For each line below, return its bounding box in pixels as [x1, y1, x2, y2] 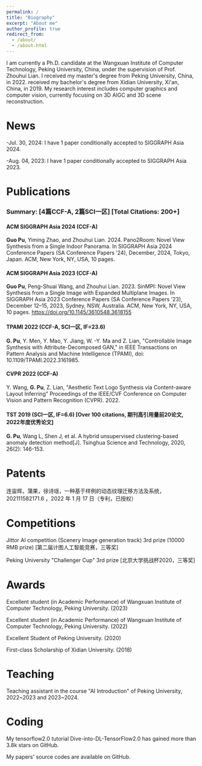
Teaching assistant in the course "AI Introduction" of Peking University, [6, 687, 183, 695]
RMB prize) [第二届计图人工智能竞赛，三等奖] [6, 543, 119, 551]
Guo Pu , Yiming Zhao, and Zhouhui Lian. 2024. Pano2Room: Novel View [6, 237, 185, 244]
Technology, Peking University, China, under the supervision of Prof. [6, 65, 176, 73]
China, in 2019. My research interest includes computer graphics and [6, 85, 178, 92]
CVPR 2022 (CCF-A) [6, 370, 58, 378]
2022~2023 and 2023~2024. [6, 693, 80, 701]
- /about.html [11, 43, 47, 49]
